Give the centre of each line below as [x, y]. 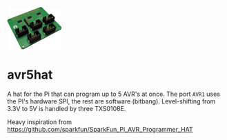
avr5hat [30, 74]
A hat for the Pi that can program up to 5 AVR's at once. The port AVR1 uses [114, 94]
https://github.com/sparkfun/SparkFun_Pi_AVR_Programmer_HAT [100, 129]
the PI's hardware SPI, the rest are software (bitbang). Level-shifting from [111, 101]
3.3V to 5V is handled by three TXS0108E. [67, 108]
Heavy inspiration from [40, 122]
